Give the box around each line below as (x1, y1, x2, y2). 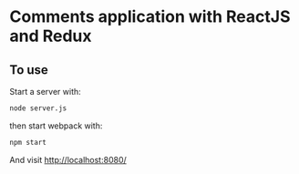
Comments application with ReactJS (9, 6, 291, 27)
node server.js (9, 104, 67, 113)
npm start (9, 138, 47, 147)
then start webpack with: (9, 120, 103, 131)
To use (9, 62, 48, 77)
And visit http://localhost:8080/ (9, 154, 128, 165)
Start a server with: (9, 87, 82, 97)
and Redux (9, 26, 93, 46)
